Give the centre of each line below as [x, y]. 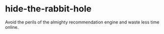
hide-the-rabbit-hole [48, 9]
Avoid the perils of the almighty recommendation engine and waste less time [82, 22]
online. [12, 27]
